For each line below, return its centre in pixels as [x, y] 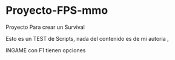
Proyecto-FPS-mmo [57, 10]
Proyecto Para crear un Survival [45, 27]
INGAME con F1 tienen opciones [46, 50]
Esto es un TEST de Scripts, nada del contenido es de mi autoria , [87, 38]
